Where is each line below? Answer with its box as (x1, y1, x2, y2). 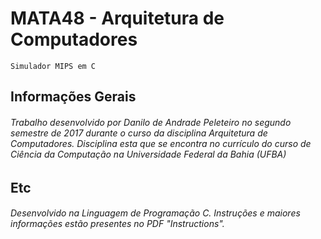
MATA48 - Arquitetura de (10, 7, 225, 30)
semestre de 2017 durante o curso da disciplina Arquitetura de (10, 127, 268, 139)
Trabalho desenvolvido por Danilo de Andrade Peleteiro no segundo (10, 116, 292, 128)
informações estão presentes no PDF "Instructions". (10, 218, 225, 230)
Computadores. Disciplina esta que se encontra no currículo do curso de (10, 137, 312, 149)
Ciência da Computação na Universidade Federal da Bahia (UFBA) (10, 148, 287, 160)
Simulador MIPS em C (10, 61, 97, 71)
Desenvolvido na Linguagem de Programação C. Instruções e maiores (10, 207, 301, 219)
